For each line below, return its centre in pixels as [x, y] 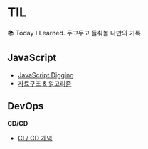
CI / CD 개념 [35, 138]
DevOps [26, 106]
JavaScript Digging [46, 74]
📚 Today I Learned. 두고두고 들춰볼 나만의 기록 [74, 33]
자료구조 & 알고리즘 [44, 83]
